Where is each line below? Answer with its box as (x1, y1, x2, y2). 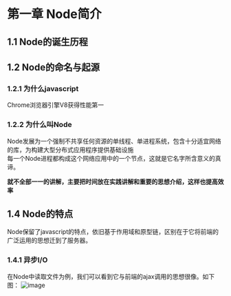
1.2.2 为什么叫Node (7, 120, 72, 130)
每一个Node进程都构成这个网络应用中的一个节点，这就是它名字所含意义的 (7, 154, 215, 162)
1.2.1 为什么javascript (7, 83, 79, 93)
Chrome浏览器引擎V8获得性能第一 (7, 101, 104, 109)
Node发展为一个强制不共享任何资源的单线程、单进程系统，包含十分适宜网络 (7, 137, 221, 145)
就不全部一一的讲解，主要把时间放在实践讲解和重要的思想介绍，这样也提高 (7, 177, 218, 186)
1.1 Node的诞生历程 (7, 36, 88, 48)
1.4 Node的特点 (7, 208, 74, 219)
